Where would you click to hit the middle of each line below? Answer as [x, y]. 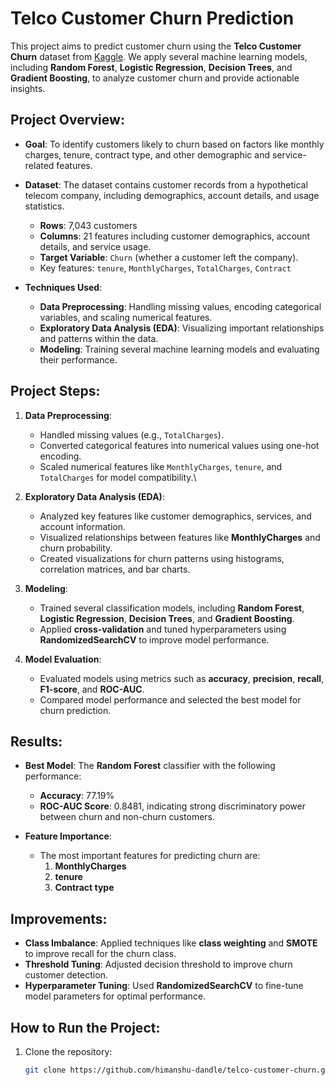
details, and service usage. [95, 246]
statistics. [44, 206]
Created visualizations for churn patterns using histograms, [162, 558]
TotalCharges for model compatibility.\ [118, 477]
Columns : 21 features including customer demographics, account [175, 236]
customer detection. [66, 975]
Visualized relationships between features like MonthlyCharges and [180, 537]
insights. [28, 88]
